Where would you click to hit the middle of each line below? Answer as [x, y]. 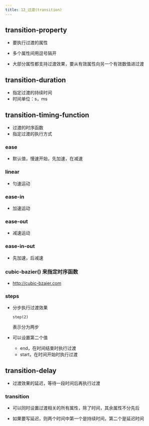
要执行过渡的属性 [30, 42]
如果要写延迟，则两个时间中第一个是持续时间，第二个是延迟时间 [78, 418]
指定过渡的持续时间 [32, 92]
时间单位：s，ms [30, 99]
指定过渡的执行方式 [32, 134]
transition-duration [35, 80]
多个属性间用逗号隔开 [34, 53]
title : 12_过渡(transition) [34, 10]
